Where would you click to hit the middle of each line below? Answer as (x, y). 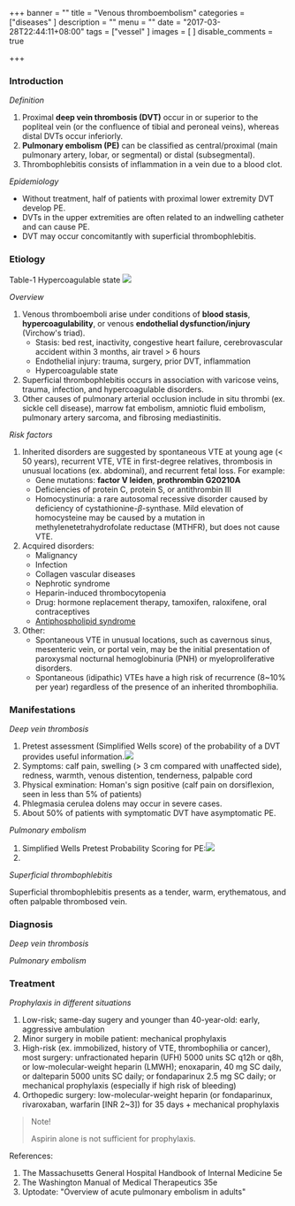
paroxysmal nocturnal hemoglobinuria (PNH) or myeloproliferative (155, 658)
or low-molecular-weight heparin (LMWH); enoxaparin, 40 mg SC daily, (151, 1067)
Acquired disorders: (58, 545)
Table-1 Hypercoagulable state (65, 280)
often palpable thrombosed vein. (68, 901)
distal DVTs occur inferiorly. (72, 136)
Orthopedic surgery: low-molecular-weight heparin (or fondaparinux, (147, 1095)
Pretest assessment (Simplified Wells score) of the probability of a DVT (151, 746)
